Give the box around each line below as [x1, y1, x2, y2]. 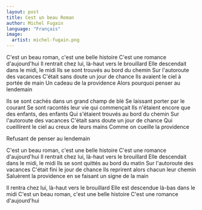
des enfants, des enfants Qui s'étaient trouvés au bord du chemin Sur [6, 110, 180, 117]
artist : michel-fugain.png [11, 37, 80, 43]
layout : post [6, 8, 39, 15]
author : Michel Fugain [6, 20, 64, 26]
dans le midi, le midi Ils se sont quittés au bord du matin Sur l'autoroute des [6, 160, 194, 166]
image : [6, 31, 23, 38]
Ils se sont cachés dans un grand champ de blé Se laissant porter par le [6, 97, 185, 105]
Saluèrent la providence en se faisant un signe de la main [6, 172, 149, 179]
